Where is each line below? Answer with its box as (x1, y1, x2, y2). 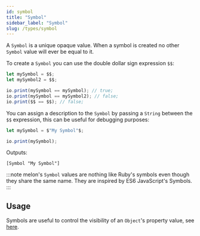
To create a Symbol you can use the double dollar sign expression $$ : (6, 60, 174, 67)
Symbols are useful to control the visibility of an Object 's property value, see (6, 217, 195, 224)
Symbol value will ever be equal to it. (6, 48, 94, 56)
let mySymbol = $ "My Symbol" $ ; (6, 127, 84, 133)
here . (6, 223, 19, 231)
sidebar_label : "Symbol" (6, 20, 68, 26)
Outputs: (6, 149, 28, 156)
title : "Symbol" (6, 14, 47, 20)
